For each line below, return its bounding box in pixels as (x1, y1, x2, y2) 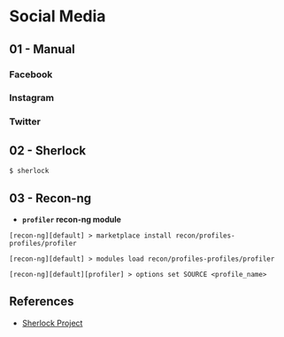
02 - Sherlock (9, 143, 87, 158)
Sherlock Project (21, 317, 83, 328)
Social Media (9, 6, 106, 27)
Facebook (9, 68, 53, 81)
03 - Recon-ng (9, 191, 92, 206)
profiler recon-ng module (21, 214, 122, 224)
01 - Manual (9, 42, 75, 57)
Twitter (9, 115, 42, 128)
